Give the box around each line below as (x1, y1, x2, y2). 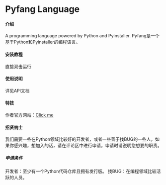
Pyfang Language (5, 3, 80, 15)
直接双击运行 (5, 63, 31, 69)
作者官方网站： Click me (5, 112, 54, 118)
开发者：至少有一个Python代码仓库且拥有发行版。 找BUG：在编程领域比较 (5, 168, 157, 175)
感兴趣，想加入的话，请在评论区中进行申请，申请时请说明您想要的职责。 (13, 143, 162, 149)
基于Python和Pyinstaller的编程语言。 (5, 39, 81, 45)
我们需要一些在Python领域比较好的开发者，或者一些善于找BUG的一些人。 (5, 136, 156, 142)
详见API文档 (5, 88, 30, 93)
